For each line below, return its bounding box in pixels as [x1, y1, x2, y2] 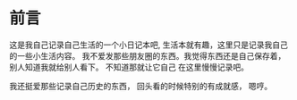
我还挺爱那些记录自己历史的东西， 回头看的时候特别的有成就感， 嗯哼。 [9, 80, 273, 91]
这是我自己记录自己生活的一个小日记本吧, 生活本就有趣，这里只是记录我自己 [9, 39, 288, 50]
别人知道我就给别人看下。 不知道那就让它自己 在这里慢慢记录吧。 [9, 62, 249, 72]
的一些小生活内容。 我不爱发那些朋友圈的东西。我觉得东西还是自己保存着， [9, 50, 286, 61]
